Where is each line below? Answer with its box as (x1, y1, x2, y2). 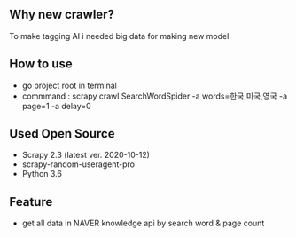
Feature (9, 194, 53, 209)
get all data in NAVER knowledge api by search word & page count (21, 217, 265, 229)
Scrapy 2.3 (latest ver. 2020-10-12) (21, 150, 151, 161)
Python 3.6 (21, 169, 62, 179)
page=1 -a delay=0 (21, 100, 91, 111)
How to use (9, 57, 73, 72)
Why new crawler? (9, 7, 115, 22)
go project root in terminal (21, 80, 118, 91)
